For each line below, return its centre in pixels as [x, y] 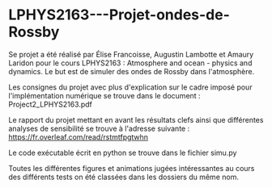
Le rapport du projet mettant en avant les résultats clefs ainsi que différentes [136, 119]
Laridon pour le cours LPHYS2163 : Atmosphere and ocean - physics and [130, 63]
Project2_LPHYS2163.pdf [51, 104]
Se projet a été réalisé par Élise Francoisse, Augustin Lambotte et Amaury [131, 54]
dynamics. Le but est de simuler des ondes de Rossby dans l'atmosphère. [132, 71]
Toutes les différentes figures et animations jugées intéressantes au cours [132, 168]
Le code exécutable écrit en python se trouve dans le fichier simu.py [123, 152]
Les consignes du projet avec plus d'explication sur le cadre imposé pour [130, 87]
